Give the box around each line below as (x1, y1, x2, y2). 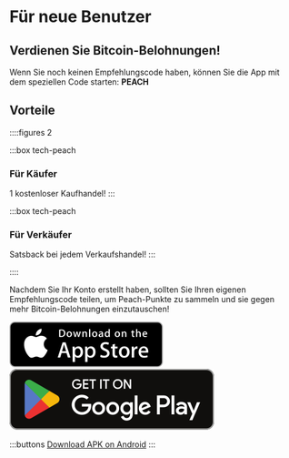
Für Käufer (9, 167, 57, 179)
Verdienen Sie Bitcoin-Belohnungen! (9, 43, 221, 58)
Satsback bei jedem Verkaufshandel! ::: (9, 249, 156, 260)
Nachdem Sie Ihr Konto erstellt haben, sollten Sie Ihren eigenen (9, 284, 247, 295)
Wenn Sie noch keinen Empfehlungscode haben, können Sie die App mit (9, 66, 280, 77)
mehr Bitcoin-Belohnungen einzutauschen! (9, 303, 170, 315)
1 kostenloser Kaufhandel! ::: (9, 188, 115, 199)
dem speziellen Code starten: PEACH (9, 76, 150, 87)
